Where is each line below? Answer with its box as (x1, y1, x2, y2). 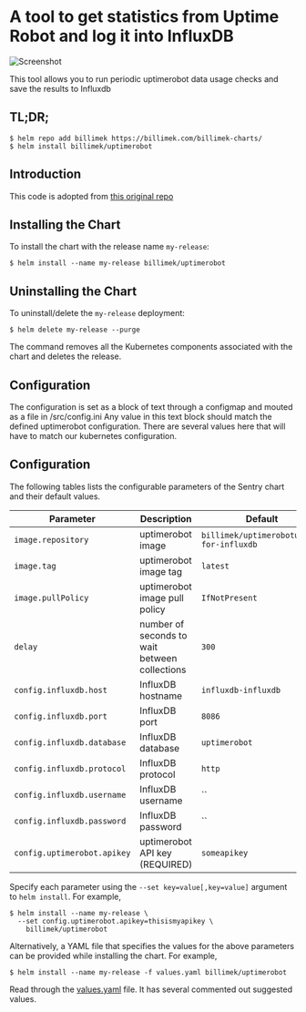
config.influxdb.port (14, 710, 107, 721)
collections (139, 663, 187, 676)
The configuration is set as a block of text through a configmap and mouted (9, 402, 293, 412)
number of (139, 618, 185, 630)
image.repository (14, 535, 89, 545)
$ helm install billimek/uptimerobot (9, 141, 153, 151)
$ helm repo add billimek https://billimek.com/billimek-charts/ (9, 134, 262, 143)
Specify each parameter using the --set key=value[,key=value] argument (9, 881, 288, 892)
